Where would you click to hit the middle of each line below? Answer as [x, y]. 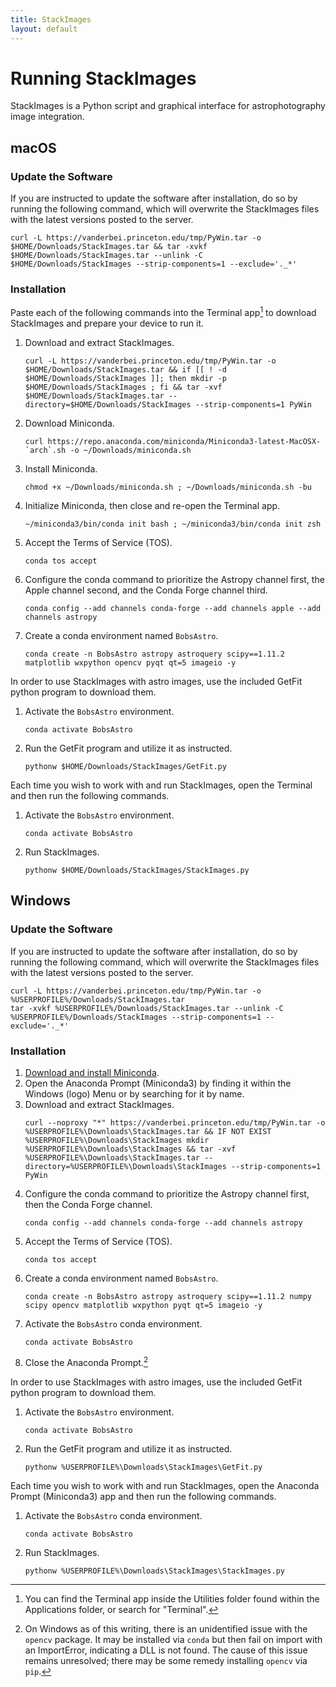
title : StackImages [51, 19]
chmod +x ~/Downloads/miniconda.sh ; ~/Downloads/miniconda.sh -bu [168, 487]
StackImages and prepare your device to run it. [107, 323]
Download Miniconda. [69, 423]
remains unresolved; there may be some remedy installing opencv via [166, 1660]
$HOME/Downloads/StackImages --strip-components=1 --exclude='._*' [154, 264]
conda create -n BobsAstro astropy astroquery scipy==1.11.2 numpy [168, 1297]
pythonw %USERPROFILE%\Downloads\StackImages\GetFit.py [143, 1467]
